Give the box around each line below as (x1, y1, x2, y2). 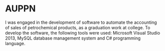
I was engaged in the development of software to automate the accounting (5, 19, 157, 25)
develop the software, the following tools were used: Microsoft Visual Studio (5, 30, 161, 36)
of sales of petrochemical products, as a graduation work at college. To (5, 24, 151, 30)
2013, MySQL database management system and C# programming (5, 35, 141, 41)
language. (5, 40, 26, 46)
